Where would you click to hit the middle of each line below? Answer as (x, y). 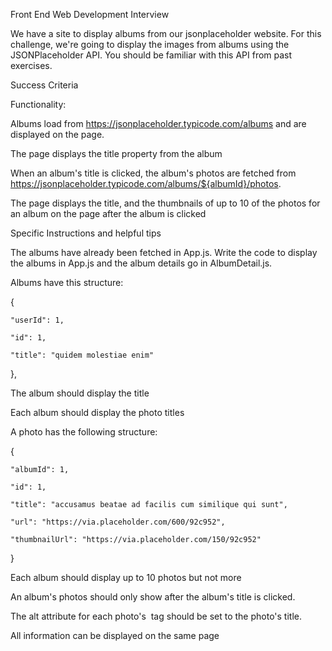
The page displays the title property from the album (116, 153)
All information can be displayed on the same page (115, 635)
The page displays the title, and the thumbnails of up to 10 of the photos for (165, 203)
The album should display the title (80, 393)
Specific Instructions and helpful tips (86, 233)
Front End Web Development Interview (90, 14)
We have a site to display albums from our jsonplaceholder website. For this (166, 33)
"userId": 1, (37, 320)
